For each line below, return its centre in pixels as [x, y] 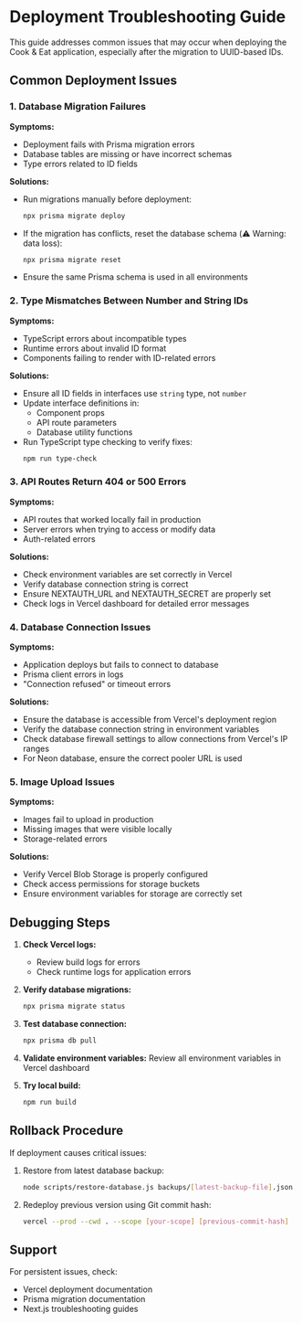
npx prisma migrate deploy [74, 216]
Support [33, 1249]
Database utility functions [84, 432]
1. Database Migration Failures [78, 107]
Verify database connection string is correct [105, 584]
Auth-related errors [59, 539]
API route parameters [76, 422]
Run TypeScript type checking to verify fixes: [108, 441]
